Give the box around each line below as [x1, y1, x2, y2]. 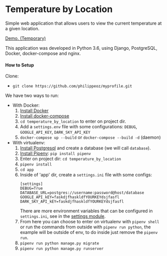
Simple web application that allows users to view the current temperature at [5, 20, 162, 26]
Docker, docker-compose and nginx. [5, 50, 81, 56]
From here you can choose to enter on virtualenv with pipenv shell [20, 219, 159, 225]
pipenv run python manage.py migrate [20, 241, 100, 246]
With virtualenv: [12, 140, 45, 146]
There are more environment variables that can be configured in [20, 208, 153, 214]
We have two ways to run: [5, 93, 59, 99]
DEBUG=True [20, 186, 43, 191]
